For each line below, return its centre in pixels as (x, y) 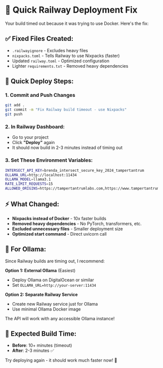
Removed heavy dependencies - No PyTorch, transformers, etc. (77, 223)
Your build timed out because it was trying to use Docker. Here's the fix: (77, 23)
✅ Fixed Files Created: (39, 39)
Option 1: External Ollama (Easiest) (40, 270)
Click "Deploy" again (33, 143)
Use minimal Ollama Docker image (46, 309)
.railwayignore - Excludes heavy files (50, 50)
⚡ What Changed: (32, 204)
